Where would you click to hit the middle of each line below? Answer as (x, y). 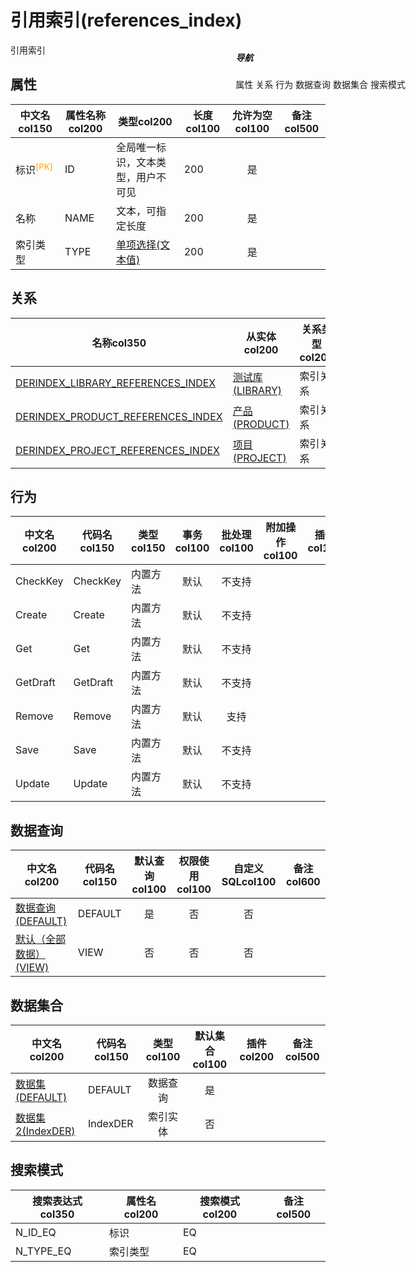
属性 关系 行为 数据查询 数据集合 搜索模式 (320, 84)
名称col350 (119, 343)
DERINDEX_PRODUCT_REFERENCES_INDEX (119, 416)
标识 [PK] (34, 168)
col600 (303, 882)
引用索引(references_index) (126, 20)
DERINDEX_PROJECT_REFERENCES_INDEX (117, 450)
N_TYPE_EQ (43, 1251)
